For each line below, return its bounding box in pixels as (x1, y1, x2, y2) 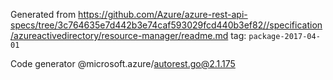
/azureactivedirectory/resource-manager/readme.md (10, 30, 229, 41)
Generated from (10, 9, 77, 20)
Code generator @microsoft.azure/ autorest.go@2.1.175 (10, 58, 236, 69)
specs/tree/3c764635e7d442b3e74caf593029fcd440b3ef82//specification (10, 19, 323, 31)
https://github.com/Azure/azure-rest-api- (78, 9, 248, 20)
